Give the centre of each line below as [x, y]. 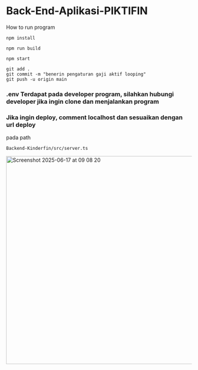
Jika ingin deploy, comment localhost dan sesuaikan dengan [94, 117]
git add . [18, 69]
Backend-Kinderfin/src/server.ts [47, 149]
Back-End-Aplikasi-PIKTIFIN [77, 11]
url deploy [21, 125]
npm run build [24, 48]
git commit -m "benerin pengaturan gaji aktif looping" [76, 74]
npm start [18, 58]
